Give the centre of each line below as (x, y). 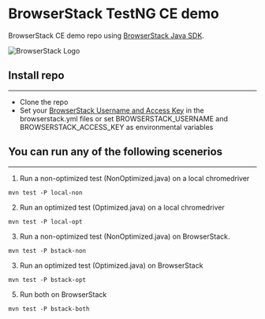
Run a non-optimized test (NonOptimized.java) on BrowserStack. (125, 236)
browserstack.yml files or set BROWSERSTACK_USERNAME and (124, 118)
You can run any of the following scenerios (116, 152)
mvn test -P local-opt (45, 221)
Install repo (36, 76)
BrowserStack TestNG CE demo (114, 14)
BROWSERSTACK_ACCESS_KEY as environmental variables (116, 127)
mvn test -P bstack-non (47, 250)
